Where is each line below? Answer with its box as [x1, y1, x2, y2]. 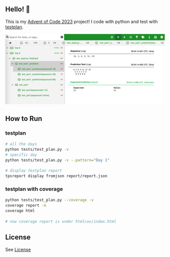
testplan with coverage [5, 186, 63, 193]
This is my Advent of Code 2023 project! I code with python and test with [5, 18, 158, 24]
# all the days [5, 141, 37, 147]
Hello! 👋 [5, 5, 30, 14]
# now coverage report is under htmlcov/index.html [5, 219, 116, 224]
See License [5, 246, 31, 252]
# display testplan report [5, 168, 62, 174]
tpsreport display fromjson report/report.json [5, 174, 108, 179]
